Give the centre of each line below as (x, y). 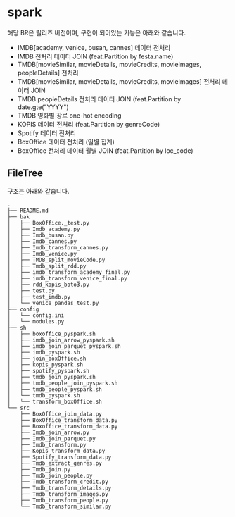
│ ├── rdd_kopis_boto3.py (49, 285)
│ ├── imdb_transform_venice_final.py (68, 278)
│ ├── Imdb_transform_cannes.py (58, 247)
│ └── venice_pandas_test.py (53, 303)
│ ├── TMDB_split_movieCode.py (56, 260)
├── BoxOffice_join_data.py (61, 414)
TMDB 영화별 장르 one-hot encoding (69, 115)
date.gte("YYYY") (43, 107)
